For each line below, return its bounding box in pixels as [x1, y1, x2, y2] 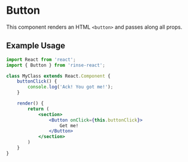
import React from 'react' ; [6, 56, 76, 63]
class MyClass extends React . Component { [6, 73, 111, 79]
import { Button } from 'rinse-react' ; [6, 62, 106, 68]
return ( [27, 106, 50, 112]
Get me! [59, 123, 79, 129]
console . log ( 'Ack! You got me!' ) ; [27, 84, 113, 90]
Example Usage [6, 41, 66, 51]
